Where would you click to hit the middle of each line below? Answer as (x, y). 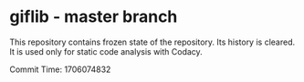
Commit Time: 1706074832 (60, 69)
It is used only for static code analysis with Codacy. (106, 51)
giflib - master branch (94, 17)
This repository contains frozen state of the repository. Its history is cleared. (152, 42)
